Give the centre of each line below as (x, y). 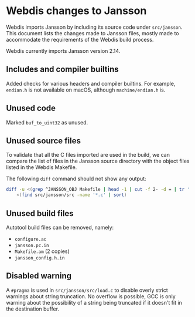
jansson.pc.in (32, 245)
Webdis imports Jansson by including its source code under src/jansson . (94, 27)
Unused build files (40, 213)
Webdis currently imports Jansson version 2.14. (63, 50)
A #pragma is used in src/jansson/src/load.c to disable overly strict (87, 290)
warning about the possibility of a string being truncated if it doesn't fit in (94, 302)
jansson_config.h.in (40, 258)
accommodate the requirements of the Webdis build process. (80, 39)
